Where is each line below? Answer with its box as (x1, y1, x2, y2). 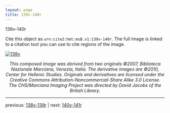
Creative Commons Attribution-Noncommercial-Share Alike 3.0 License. (10, 77, 160, 83)
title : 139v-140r (5, 12, 42, 17)
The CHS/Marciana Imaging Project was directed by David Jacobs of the (9, 82, 161, 88)
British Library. (70, 87, 100, 93)
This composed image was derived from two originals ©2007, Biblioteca (9, 61, 161, 67)
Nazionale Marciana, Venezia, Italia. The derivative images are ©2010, (11, 66, 159, 72)
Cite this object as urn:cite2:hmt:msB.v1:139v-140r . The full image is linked (5, 36, 163, 42)
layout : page (5, 7, 33, 13)
